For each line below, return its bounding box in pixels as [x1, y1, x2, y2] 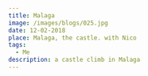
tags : [8, 41, 26, 49]
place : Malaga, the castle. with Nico [8, 33, 137, 42]
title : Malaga [8, 11, 56, 20]
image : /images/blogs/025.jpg [8, 19, 109, 27]
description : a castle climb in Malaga [8, 56, 141, 64]
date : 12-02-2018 [8, 26, 66, 34]
